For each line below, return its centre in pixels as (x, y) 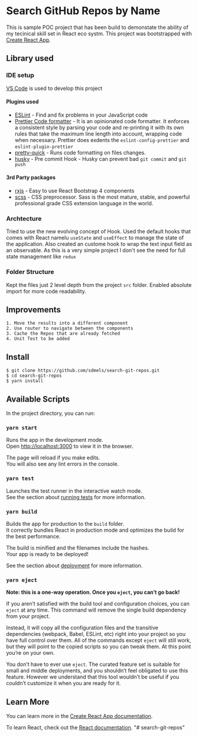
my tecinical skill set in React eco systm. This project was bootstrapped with (99, 33)
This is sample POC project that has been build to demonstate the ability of (97, 27)
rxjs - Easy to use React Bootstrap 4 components (74, 191)
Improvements (33, 310)
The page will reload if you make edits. (53, 458)
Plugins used (22, 102)
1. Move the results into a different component (67, 324)
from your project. (28, 616)
